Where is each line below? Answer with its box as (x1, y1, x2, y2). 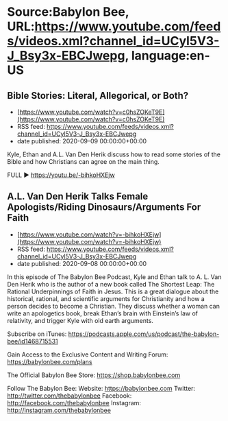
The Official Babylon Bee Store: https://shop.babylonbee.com (7, 371, 181, 379)
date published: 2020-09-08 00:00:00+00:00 (16, 259, 147, 267)
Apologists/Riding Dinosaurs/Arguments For (7, 202, 201, 213)
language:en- (131, 48, 210, 64)
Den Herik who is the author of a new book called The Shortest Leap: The (7, 280, 215, 288)
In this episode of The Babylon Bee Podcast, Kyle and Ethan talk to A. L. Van (7, 272, 222, 281)
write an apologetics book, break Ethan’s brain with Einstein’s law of (7, 309, 199, 317)
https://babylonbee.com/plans (7, 357, 92, 365)
